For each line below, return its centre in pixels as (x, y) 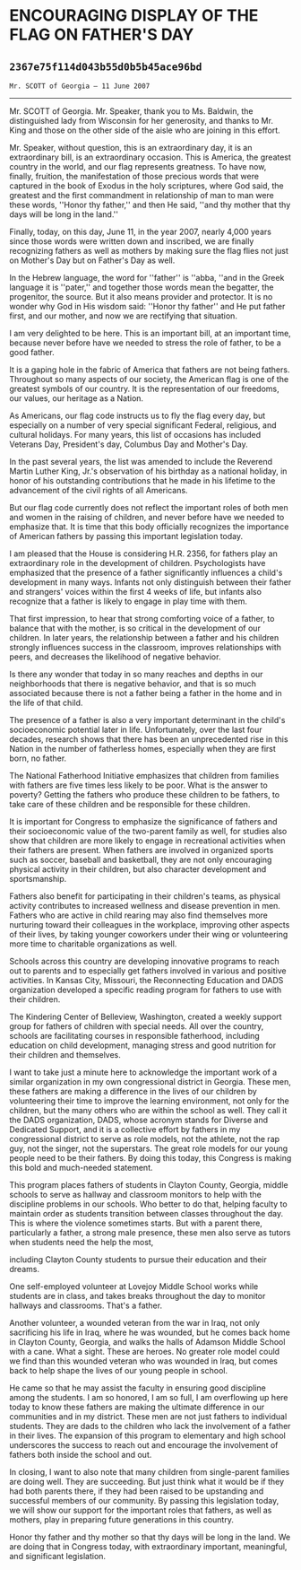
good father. (32, 352)
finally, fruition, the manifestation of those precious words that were (134, 176)
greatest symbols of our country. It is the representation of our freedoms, (144, 388)
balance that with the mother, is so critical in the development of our (135, 628)
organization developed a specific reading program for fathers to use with (146, 990)
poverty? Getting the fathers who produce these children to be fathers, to (145, 794)
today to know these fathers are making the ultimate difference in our (137, 1407)
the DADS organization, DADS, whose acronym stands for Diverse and (139, 1120)
